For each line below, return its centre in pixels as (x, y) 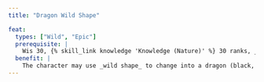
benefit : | (33, 59)
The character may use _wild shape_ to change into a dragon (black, (139, 66)
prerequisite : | (42, 44)
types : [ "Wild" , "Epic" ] (56, 37)
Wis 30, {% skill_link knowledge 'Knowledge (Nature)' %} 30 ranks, (137, 52)
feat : (17, 29)
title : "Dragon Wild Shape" (54, 15)
